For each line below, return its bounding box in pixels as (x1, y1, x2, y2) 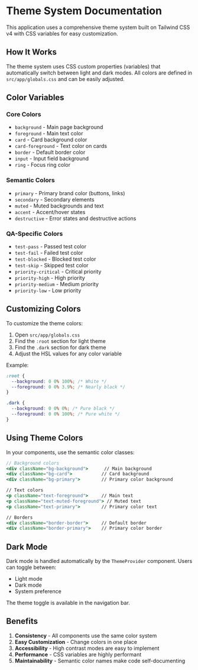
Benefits (6, 616, 38, 626)
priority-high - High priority (14, 274, 86, 281)
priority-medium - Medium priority (14, 281, 99, 288)
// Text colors (6, 487, 44, 493)
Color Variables (6, 93, 64, 103)
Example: (6, 361, 29, 368)
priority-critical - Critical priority (14, 268, 102, 276)
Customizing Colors (6, 304, 81, 314)
